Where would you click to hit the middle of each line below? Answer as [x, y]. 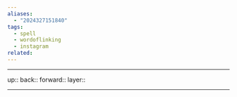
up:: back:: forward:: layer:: [47, 79]
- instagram [31, 46]
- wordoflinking [37, 40]
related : [20, 53]
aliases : [20, 14]
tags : [15, 27]
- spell [25, 33]
